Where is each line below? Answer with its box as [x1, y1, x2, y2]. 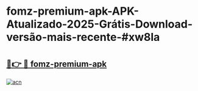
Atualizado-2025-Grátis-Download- [6, 17, 193, 31]
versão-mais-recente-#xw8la [6, 31, 160, 44]
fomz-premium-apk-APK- [6, 4, 139, 18]
